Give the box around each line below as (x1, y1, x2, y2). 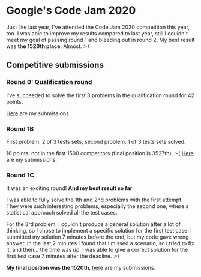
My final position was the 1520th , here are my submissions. (6, 264, 156, 272)
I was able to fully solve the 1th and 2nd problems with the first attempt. (6, 196, 183, 204)
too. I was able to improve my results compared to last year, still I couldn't (6, 29, 188, 37)
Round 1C (6, 171, 35, 179)
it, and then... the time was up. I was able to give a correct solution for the (6, 246, 188, 254)
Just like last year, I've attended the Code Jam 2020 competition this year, (6, 23, 190, 31)
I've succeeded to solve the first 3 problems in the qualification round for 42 (6, 91, 195, 99)
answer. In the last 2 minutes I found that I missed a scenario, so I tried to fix (6, 240, 195, 247)
